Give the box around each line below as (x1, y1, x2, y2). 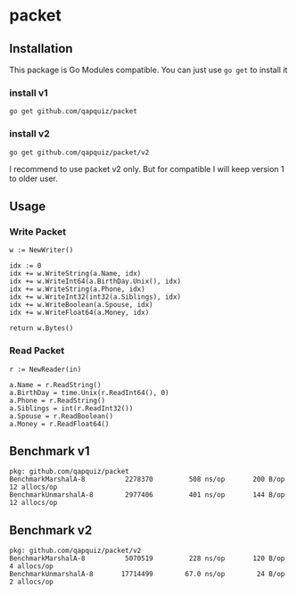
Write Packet (9, 225, 67, 237)
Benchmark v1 (9, 443, 90, 459)
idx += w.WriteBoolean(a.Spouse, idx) (9, 301, 153, 310)
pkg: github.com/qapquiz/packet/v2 (9, 546, 142, 556)
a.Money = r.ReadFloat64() (9, 419, 110, 428)
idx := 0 (9, 261, 42, 270)
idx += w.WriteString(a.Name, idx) (9, 269, 142, 278)
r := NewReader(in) (9, 365, 82, 374)
